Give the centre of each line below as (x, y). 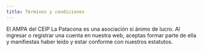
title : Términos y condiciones (46, 12)
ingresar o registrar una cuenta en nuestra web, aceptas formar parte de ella (101, 35)
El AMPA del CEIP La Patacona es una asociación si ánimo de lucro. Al (93, 29)
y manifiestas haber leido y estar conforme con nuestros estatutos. (90, 41)
